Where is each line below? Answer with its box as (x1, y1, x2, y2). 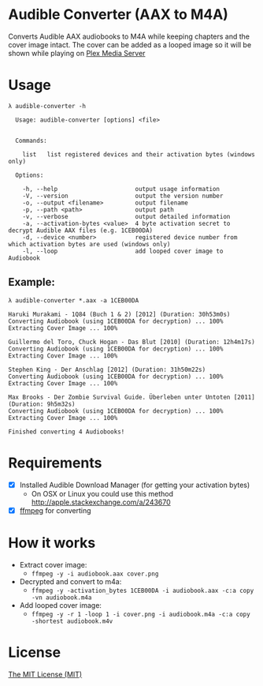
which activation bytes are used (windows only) (8, 240, 171, 248)
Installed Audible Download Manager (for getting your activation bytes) (19, 480, 250, 489)
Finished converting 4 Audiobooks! (8, 428, 125, 436)
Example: (8, 276, 55, 289)
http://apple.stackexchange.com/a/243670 (31, 497, 171, 507)
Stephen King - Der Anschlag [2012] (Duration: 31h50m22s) (8, 365, 206, 373)
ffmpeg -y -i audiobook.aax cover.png (31, 570, 159, 578)
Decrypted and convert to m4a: (19, 576, 122, 586)
